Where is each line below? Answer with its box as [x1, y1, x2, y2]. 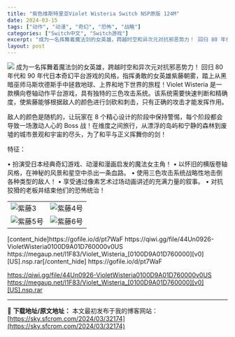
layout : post [7, 43, 45, 50]
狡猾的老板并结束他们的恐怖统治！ [7, 186, 106, 194]
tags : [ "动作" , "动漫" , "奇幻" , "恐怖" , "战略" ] [7, 23, 141, 30]
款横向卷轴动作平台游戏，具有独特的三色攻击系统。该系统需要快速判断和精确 [7, 89, 228, 97]
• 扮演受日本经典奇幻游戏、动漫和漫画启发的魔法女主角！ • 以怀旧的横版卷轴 [7, 160, 228, 168]
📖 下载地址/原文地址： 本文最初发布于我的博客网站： [7, 307, 159, 315]
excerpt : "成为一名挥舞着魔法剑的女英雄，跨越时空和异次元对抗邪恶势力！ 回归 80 [7, 36, 218, 43]
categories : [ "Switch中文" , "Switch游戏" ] [7, 29, 129, 37]
